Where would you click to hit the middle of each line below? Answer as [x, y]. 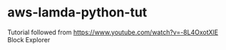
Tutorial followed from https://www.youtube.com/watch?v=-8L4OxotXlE [113, 32]
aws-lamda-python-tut [77, 12]
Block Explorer [29, 39]
